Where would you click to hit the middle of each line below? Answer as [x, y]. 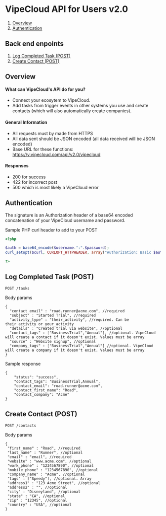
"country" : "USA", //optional [39, 505]
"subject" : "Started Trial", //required [53, 315]
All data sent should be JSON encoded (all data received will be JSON [83, 139]
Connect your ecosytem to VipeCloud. [51, 100]
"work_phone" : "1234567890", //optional [50, 465]
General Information [26, 122]
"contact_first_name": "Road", [46, 390]
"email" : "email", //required [39, 457]
